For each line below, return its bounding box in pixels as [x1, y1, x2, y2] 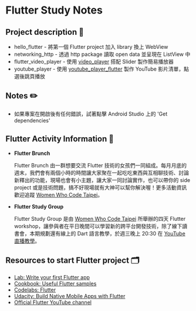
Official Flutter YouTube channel [13, 299, 92, 306]
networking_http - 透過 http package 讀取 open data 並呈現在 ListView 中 [13, 51, 191, 58]
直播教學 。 [13, 237, 40, 244]
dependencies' [13, 117, 50, 124]
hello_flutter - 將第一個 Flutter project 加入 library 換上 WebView [13, 44, 168, 50]
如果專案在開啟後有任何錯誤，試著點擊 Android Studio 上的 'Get [13, 110, 168, 117]
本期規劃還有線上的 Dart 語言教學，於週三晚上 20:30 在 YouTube [29, 230, 185, 237]
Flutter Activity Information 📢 [5, 134, 114, 144]
